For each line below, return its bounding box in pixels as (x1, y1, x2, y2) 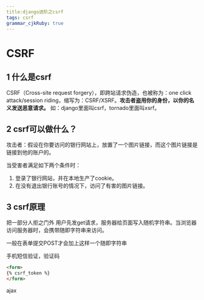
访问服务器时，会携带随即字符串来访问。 (6, 227, 107, 234)
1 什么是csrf (6, 72, 52, 82)
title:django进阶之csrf (6, 9, 64, 15)
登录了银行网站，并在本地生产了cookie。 (15, 174, 117, 182)
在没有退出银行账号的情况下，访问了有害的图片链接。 (15, 182, 149, 189)
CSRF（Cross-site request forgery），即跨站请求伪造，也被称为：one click (6, 89, 192, 97)
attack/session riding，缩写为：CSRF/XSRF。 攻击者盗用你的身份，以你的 (6, 97, 189, 104)
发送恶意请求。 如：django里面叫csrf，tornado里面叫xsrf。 (11, 104, 160, 112)
